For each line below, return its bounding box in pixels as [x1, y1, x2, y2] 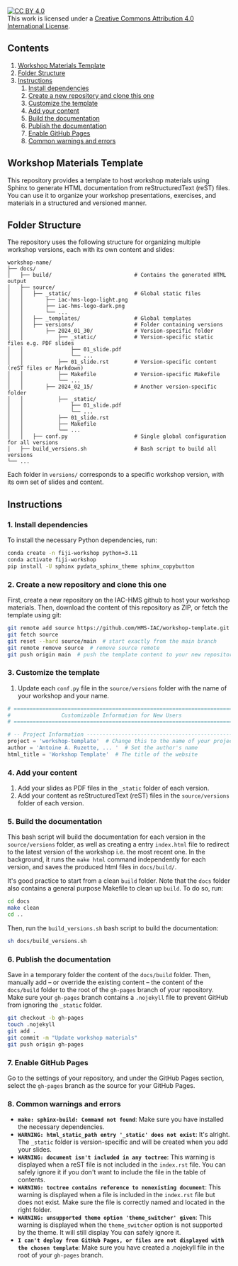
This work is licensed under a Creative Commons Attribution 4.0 [7, 14, 195, 23]
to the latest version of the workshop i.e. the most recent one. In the [7, 848, 205, 857]
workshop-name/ [7, 259, 52, 266]
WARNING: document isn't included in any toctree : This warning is [17, 1153, 215, 1162]
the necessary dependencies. [17, 1123, 105, 1131]
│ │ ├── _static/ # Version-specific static [7, 334, 214, 341]
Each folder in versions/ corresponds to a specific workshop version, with [7, 470, 225, 479]
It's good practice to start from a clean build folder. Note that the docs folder [7, 876, 230, 885]
